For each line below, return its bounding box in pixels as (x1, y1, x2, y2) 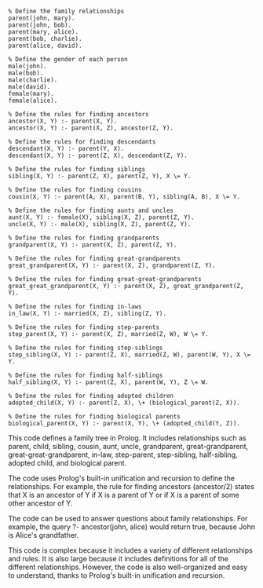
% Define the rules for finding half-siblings (8, 371, 163, 379)
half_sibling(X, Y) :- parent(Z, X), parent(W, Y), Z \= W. (8, 378, 210, 386)
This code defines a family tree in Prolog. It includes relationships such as (8, 433, 247, 443)
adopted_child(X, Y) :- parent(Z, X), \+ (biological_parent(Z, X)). (8, 399, 241, 407)
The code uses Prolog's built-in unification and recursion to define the (8, 473, 236, 483)
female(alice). (8, 97, 58, 104)
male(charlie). (8, 76, 58, 84)
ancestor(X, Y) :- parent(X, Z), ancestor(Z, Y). (8, 124, 174, 132)
